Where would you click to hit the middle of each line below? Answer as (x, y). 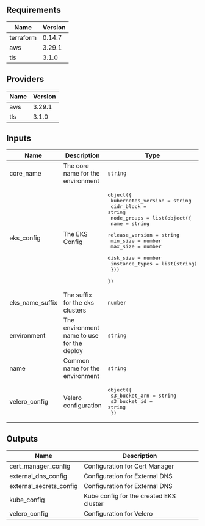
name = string (130, 224)
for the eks (79, 303)
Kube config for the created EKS (130, 496)
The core (76, 166)
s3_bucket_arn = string (144, 396)
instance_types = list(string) (154, 264)
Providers (25, 79)
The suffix (78, 295)
